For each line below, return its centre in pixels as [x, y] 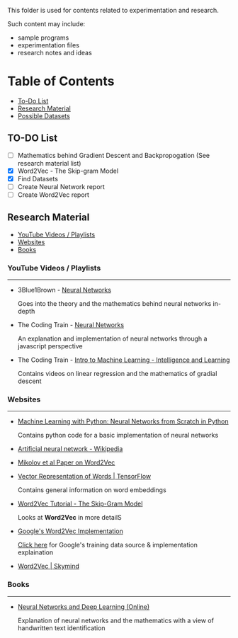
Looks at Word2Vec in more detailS [69, 518]
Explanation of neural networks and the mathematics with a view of [116, 620]
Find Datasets [38, 178]
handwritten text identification [61, 628]
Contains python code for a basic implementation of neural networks [118, 435]
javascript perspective [50, 346]
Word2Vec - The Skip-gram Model [68, 171]
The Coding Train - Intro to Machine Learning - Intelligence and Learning [124, 360]
